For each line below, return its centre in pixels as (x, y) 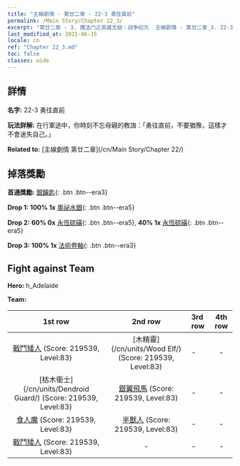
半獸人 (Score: (146, 420)
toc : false (24, 54)
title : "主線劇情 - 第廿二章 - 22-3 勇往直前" (71, 14)
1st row (56, 322)
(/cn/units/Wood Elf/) (146, 349)
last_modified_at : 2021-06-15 (52, 34)
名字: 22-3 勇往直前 (36, 110)
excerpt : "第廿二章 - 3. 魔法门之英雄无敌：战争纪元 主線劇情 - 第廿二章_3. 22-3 (120, 27)
